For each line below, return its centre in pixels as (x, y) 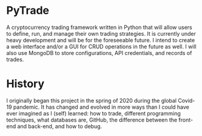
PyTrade (28, 11)
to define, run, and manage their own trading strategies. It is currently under (101, 33)
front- (186, 120)
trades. (15, 59)
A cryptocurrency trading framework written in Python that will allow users (99, 27)
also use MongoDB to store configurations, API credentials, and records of (99, 53)
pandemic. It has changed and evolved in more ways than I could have (101, 107)
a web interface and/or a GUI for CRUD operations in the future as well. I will (102, 47)
